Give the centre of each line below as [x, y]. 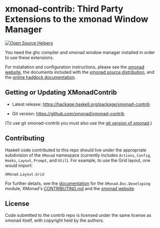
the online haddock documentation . [40, 77]
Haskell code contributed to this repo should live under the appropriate [76, 150]
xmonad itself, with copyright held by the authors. [55, 220]
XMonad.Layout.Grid [25, 174]
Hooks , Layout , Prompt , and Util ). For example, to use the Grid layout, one [78, 160]
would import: [19, 165]
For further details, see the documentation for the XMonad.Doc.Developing [78, 183]
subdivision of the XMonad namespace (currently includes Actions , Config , [78, 155]
